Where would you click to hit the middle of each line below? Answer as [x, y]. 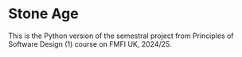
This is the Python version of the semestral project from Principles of [121, 36]
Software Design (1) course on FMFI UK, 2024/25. [90, 44]
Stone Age [43, 14]
